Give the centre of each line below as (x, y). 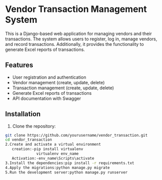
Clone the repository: (34, 126)
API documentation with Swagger (46, 98)
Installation (23, 114)
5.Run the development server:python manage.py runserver (66, 172)
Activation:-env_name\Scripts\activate (53, 158)
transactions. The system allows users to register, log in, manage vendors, (81, 39)
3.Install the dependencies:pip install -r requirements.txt (70, 163)
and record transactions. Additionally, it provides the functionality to (75, 44)
